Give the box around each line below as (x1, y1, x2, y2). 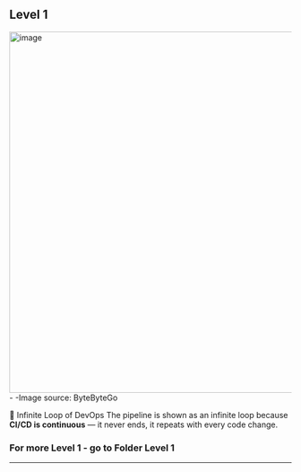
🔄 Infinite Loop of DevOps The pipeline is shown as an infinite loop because (9, 409, 288, 420)
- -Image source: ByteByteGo (9, 392, 118, 403)
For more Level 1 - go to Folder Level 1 (9, 441, 175, 454)
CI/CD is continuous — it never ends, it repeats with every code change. (9, 419, 279, 430)
